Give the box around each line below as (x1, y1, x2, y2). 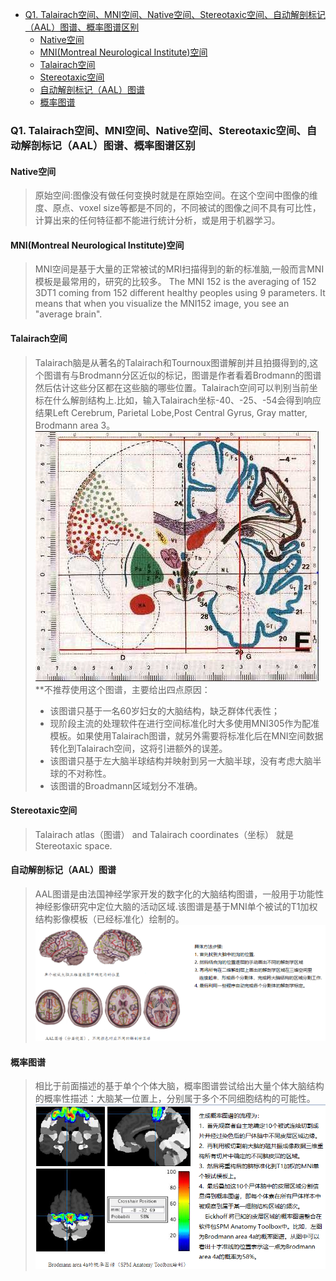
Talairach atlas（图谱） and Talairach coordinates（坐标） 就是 (34, 828, 295, 840)
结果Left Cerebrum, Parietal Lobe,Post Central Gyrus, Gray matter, (34, 406, 308, 418)
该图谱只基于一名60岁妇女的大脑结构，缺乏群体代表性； (49, 704, 281, 717)
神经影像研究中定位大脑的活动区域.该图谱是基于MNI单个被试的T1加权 (34, 900, 318, 912)
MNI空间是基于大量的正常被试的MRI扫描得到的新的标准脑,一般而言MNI (34, 263, 325, 275)
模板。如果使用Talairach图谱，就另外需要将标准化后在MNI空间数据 (49, 729, 324, 742)
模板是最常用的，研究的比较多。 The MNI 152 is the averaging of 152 (34, 276, 317, 288)
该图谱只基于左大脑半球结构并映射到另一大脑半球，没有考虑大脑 (49, 754, 313, 767)
